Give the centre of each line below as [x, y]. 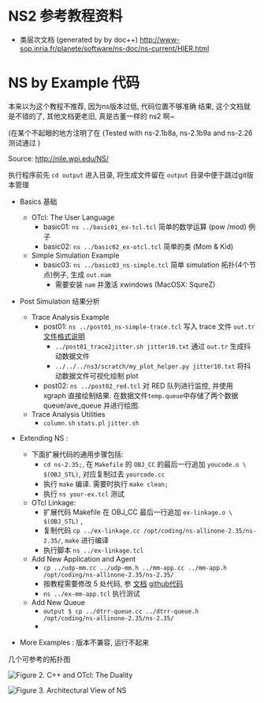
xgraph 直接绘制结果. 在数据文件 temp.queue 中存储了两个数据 [141, 395]
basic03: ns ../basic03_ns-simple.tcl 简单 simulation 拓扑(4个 [146, 265]
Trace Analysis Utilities [68, 414]
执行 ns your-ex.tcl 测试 [84, 494]
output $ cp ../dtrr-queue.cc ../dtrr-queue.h [121, 611]
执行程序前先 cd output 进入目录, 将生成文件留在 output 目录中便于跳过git [127, 175]
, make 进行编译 [85, 540]
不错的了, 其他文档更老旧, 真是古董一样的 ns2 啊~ [95, 116]
